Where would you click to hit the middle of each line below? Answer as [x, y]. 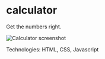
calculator [32, 10]
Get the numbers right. [34, 27]
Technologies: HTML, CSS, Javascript [52, 49]
